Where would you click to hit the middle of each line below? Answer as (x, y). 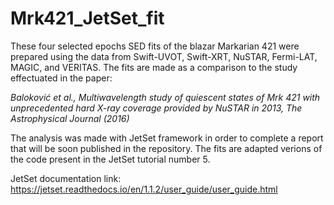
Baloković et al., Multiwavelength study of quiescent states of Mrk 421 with (165, 97)
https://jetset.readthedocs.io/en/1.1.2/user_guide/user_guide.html (144, 189)
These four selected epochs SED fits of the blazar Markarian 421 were (155, 46)
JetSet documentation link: (66, 178)
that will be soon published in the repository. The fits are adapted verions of (166, 148)
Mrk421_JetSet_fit (87, 18)
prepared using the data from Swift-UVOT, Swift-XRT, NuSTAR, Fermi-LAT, (164, 56)
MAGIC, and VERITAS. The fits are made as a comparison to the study (154, 67)
